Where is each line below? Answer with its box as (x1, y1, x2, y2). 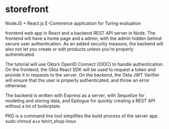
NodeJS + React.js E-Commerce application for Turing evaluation (5, 20, 141, 26)
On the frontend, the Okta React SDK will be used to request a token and (5, 67, 156, 73)
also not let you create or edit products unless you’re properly (5, 46, 134, 52)
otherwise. (5, 82, 28, 89)
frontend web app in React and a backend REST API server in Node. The (5, 30, 155, 36)
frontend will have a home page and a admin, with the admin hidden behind (5, 35, 162, 41)
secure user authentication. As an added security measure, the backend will (5, 40, 163, 46)
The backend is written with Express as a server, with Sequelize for (5, 92, 145, 98)
